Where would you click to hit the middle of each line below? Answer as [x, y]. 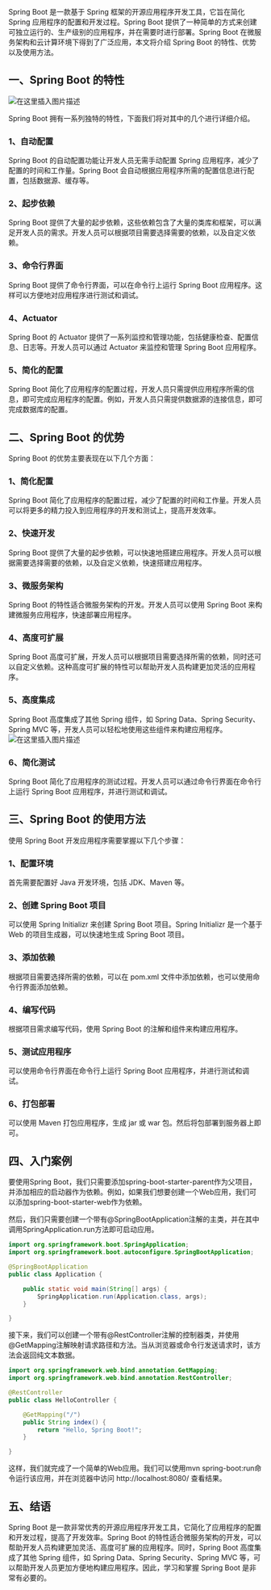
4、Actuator [33, 318]
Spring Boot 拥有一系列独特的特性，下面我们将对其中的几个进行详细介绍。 [131, 118]
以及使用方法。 [33, 52]
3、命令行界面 [36, 266]
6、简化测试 [32, 762]
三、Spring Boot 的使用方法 [77, 820]
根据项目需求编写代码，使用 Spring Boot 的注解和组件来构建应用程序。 [125, 1028]
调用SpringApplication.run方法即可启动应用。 [83, 1230]
